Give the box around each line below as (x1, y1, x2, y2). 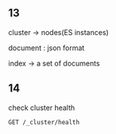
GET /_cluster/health (8, 118, 80, 126)
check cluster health (8, 103, 75, 112)
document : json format (8, 43, 85, 53)
